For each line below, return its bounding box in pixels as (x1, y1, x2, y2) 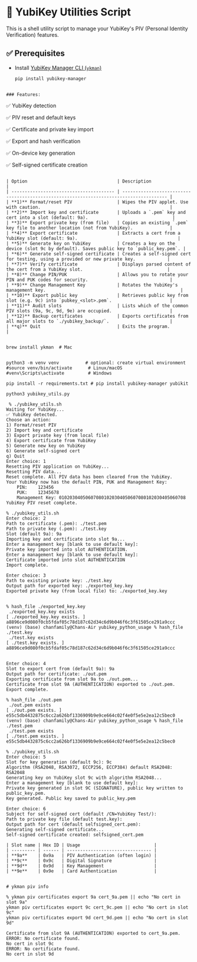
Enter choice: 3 (6, 572, 46, 579)
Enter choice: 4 (6, 660, 46, 666)
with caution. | (6, 204, 173, 210)
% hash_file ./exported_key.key (6, 603, 86, 609)
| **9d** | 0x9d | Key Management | (6, 862, 157, 869)
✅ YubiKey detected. (6, 411, 58, 417)
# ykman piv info (6, 883, 49, 890)
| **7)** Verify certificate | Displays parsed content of (6, 261, 192, 267)
